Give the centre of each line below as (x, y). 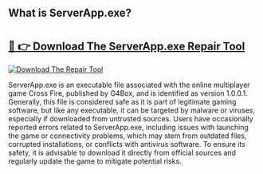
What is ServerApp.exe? (70, 13)
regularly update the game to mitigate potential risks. (95, 161)
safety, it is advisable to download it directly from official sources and (122, 152)
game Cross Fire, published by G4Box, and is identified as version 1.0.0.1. (128, 93)
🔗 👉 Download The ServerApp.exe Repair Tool (127, 46)
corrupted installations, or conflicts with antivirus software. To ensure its (127, 144)
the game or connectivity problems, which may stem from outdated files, (128, 136)
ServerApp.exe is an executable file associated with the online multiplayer (129, 85)
